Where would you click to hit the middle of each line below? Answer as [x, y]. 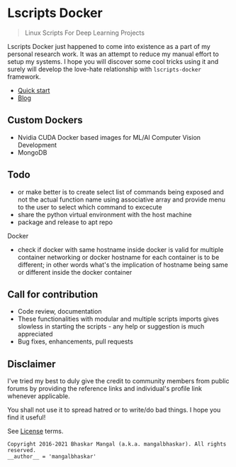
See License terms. [35, 432]
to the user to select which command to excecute [90, 207]
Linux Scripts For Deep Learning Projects [85, 33]
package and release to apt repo [65, 222]
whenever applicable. [39, 396]
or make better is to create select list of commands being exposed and [121, 192]
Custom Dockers [45, 120]
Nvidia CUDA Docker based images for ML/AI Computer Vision [109, 137]
